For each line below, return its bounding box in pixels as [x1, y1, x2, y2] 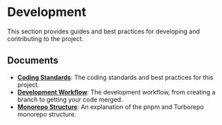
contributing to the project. [7, 34, 84, 42]
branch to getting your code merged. [17, 95, 123, 103]
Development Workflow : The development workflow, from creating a [17, 87, 216, 96]
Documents [7, 55, 59, 67]
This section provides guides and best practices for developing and [7, 27, 200, 35]
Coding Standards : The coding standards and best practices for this [17, 73, 214, 81]
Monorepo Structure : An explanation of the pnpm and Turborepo [17, 102, 205, 111]
